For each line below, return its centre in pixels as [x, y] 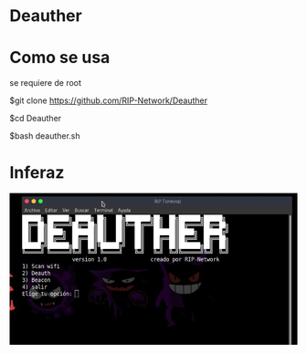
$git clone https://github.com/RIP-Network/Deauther [109, 100]
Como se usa [60, 58]
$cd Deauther [36, 119]
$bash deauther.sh [45, 136]
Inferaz [37, 173]
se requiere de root [46, 83]
